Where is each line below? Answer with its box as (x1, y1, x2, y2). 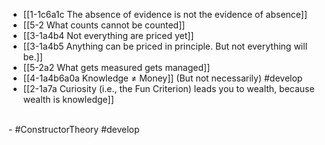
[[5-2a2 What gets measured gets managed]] (22, 62, 211, 73)
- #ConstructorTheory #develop (8, 124, 140, 135)
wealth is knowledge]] (22, 94, 115, 105)
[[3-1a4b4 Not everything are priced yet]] (22, 30, 195, 41)
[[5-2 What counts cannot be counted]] (22, 19, 186, 31)
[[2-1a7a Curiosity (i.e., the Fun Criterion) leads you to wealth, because (22, 83, 315, 94)
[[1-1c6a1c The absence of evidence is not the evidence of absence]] (22, 9, 308, 20)
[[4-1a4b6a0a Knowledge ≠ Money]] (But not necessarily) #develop (22, 72, 303, 84)
